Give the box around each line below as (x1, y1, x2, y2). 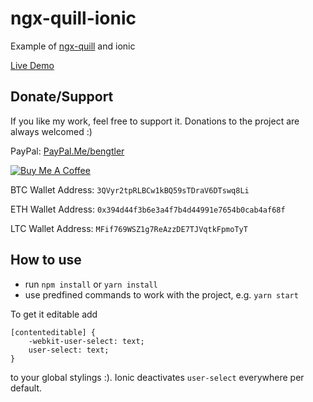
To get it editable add (10, 308, 98, 320)
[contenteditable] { (10, 327, 97, 337)
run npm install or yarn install (24, 278, 158, 290)
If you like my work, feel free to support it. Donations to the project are (10, 115, 300, 127)
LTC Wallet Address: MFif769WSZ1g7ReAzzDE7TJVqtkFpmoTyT (10, 222, 248, 234)
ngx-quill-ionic (10, 7, 137, 30)
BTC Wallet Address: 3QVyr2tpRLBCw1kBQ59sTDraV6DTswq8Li (10, 183, 250, 196)
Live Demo (10, 59, 55, 71)
